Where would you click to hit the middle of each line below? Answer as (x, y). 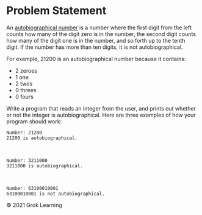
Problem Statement (56, 11)
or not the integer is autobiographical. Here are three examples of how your (101, 115)
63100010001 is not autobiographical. (56, 194)
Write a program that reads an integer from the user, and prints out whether (101, 108)
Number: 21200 (24, 133)
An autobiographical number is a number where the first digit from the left (99, 27)
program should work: (34, 121)
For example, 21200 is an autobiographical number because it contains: (96, 59)
